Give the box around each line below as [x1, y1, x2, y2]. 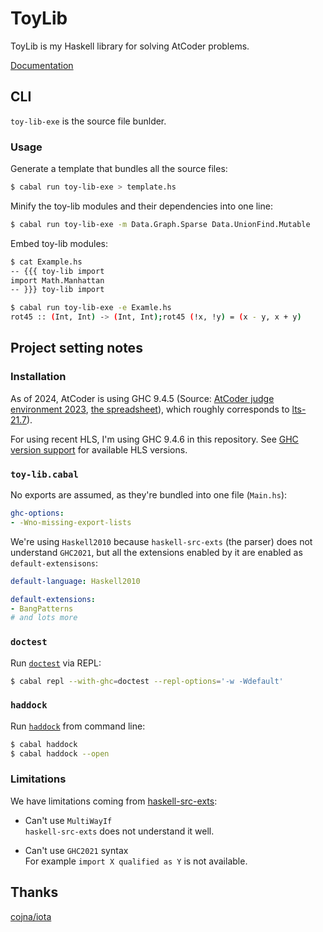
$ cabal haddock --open [10, 748, 110, 759]
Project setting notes [10, 340, 143, 357]
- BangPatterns [10, 603, 74, 614]
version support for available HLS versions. [10, 443, 188, 456]
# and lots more [10, 613, 78, 623]
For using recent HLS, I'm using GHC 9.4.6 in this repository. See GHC [10, 433, 299, 445]
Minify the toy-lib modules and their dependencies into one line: [10, 200, 273, 212]
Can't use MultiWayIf [24, 814, 113, 826]
